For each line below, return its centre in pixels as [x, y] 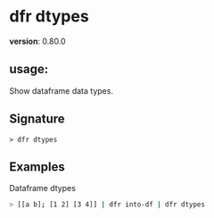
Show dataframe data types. [62, 90]
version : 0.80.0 [37, 41]
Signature [37, 119]
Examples [37, 167]
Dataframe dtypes [42, 189]
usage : [29, 69]
